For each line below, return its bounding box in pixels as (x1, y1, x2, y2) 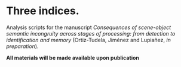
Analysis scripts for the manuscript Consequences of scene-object (6, 24, 171, 31)
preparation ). (6, 43, 39, 50)
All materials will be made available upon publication (6, 54, 139, 61)
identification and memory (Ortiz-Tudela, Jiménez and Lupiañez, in (6, 36, 171, 43)
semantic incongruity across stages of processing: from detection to (6, 30, 176, 37)
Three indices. (6, 4, 79, 18)
